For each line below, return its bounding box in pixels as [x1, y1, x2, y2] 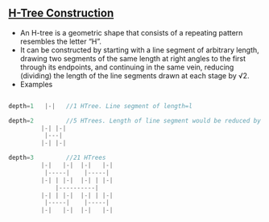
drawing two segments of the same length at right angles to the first [19, 53, 246, 63]
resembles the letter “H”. [19, 36, 102, 46]
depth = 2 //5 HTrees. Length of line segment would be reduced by [8, 116, 262, 124]
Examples [19, 79, 53, 89]
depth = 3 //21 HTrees [8, 153, 106, 162]
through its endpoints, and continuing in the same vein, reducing [19, 62, 234, 72]
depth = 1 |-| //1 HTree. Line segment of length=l [8, 102, 193, 110]
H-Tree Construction [8, 6, 114, 20]
